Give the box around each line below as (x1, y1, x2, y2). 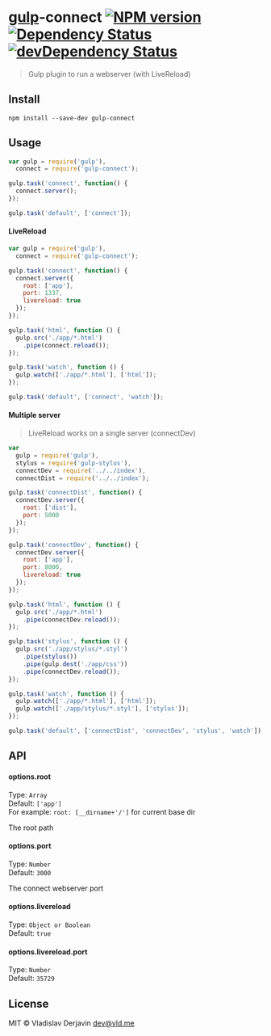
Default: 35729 (8, 974, 55, 983)
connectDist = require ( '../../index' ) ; (15, 474, 150, 482)
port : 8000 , (23, 563, 63, 571)
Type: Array (8, 790, 48, 799)
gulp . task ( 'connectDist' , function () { (8, 489, 143, 497)
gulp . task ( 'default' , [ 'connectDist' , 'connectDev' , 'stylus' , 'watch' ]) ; (8, 727, 265, 735)
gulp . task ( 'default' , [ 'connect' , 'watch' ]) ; (8, 393, 164, 402)
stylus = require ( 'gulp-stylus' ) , (15, 459, 131, 467)
